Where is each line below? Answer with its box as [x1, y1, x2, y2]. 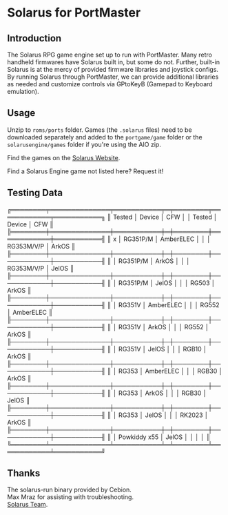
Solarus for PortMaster [7, 5, 141, 21]
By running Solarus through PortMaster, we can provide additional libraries [7, 72, 219, 81]
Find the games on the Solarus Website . [7, 153, 121, 162]
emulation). [7, 88, 39, 95]
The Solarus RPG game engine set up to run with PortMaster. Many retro [7, 50, 212, 59]
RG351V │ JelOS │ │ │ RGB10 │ [118, 344, 208, 353]
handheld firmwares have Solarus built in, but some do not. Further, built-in [7, 58, 220, 66]
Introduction [7, 32, 62, 44]
